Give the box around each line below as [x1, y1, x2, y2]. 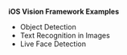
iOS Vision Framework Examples [8, 7, 120, 16]
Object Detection [19, 22, 76, 31]
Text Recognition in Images [19, 31, 110, 40]
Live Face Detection [19, 39, 87, 49]
